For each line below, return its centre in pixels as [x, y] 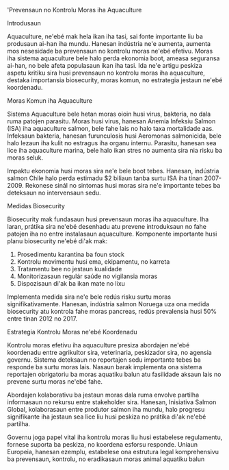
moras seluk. [25, 158]
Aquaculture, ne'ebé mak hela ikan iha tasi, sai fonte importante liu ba [105, 36]
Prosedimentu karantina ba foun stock [71, 254]
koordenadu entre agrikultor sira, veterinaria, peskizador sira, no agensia [109, 352]
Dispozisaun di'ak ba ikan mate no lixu [71, 283]
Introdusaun [24, 23]
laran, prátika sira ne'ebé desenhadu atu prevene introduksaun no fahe [107, 226]
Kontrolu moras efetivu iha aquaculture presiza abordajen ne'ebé [98, 345]
